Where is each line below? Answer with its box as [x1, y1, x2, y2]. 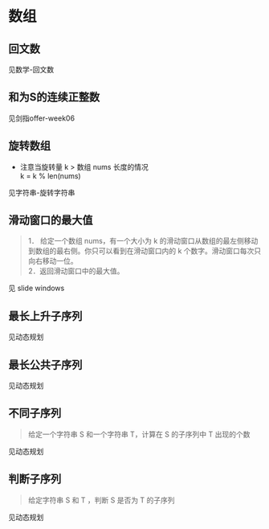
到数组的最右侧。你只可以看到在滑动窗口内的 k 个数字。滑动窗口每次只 [27, 246, 262, 256]
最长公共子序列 [8, 358, 83, 371]
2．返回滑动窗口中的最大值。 [27, 266, 124, 276]
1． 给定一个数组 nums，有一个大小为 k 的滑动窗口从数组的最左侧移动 [27, 236, 259, 246]
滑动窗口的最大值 [8, 214, 93, 228]
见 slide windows [8, 283, 65, 293]
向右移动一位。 [27, 256, 78, 266]
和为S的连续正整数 [8, 90, 100, 105]
